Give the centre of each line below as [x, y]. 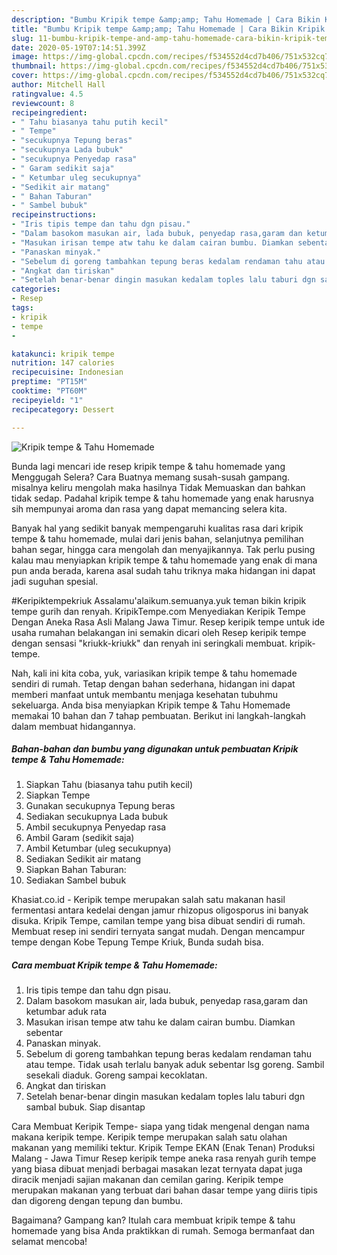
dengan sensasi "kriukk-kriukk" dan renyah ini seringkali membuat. [149, 643]
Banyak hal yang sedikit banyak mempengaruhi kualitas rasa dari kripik [157, 528]
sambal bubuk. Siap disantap [85, 1107]
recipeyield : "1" [47, 400]
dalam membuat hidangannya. [73, 726]
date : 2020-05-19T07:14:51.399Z [78, 47]
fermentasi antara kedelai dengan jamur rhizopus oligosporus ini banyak [160, 910]
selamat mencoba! [49, 1242]
